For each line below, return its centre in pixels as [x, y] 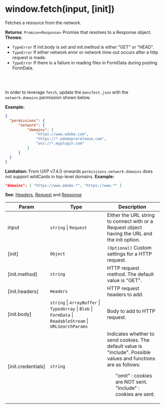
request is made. [29, 57]
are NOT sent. [131, 382]
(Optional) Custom [129, 248]
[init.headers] [23, 291]
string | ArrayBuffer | [75, 303]
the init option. [124, 240]
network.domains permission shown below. [48, 97]
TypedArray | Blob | [71, 309]
